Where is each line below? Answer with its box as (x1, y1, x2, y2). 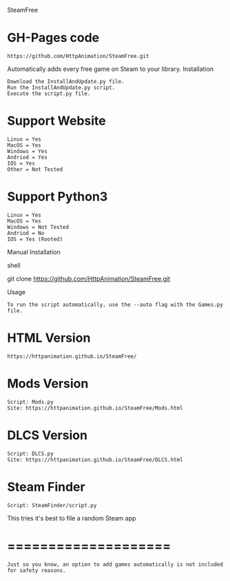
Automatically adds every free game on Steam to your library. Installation (7, 65, 214, 73)
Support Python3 (7, 189, 108, 205)
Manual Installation (7, 247, 61, 256)
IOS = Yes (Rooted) (7, 236, 63, 243)
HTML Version (7, 330, 91, 345)
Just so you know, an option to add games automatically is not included (7, 561, 224, 568)
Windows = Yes (7, 147, 48, 154)
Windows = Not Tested (7, 223, 70, 230)
